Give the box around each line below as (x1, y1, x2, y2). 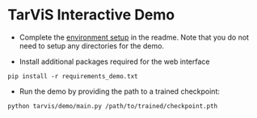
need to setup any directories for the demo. (19, 40, 165, 50)
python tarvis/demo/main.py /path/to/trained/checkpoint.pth (7, 102, 218, 110)
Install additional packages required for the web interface (19, 57, 210, 66)
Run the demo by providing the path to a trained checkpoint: (19, 86, 220, 96)
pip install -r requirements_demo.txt (7, 72, 138, 80)
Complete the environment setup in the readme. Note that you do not (19, 32, 250, 42)
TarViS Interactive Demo (7, 6, 175, 24)
